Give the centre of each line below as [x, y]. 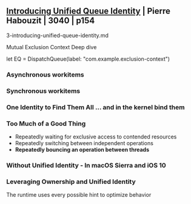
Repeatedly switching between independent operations [84, 143]
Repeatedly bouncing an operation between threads [82, 149]
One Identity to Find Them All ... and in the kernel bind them [95, 107]
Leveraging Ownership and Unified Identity [71, 182]
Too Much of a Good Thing [46, 123]
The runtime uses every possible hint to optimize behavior [79, 195]
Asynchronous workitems [45, 75]
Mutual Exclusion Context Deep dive [52, 47]
